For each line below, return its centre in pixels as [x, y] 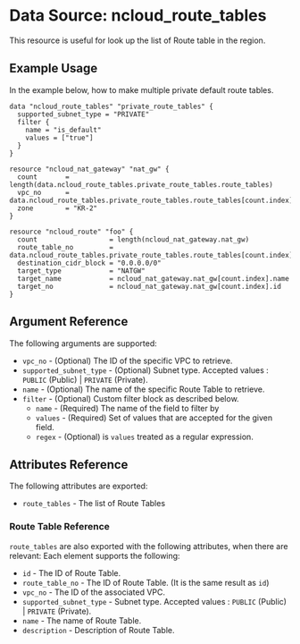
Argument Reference [69, 322]
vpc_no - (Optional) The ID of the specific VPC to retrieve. [127, 360]
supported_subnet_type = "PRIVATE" [83, 114]
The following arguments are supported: [83, 343]
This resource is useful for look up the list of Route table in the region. [137, 40]
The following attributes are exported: [79, 486]
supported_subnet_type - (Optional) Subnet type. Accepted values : [146, 370]
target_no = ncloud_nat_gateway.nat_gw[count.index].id [149, 286]
